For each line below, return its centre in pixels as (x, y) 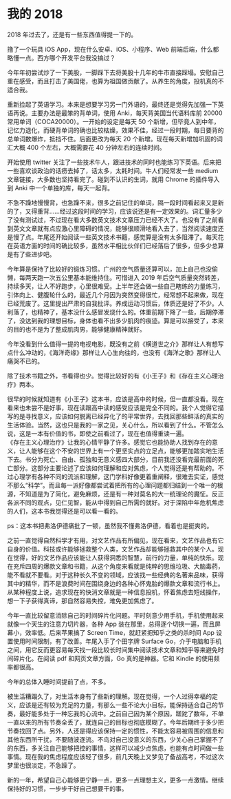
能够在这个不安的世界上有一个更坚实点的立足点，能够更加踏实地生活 (127, 451)
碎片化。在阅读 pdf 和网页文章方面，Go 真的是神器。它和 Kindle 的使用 (113, 658)
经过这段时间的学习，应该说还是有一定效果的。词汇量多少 (141, 211)
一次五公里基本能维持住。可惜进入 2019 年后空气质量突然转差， (133, 277)
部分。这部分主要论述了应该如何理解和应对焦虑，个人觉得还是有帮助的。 (115, 468)
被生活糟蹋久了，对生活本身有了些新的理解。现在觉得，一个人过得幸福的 (109, 696)
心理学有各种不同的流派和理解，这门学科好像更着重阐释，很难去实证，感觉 (118, 476)
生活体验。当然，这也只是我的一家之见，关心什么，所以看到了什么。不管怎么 (115, 425)
